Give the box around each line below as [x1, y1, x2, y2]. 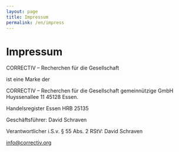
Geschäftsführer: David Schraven [6, 116, 87, 124]
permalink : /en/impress [6, 19, 65, 25]
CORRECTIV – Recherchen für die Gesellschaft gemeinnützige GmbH [6, 87, 174, 94]
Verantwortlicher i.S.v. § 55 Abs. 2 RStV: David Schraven [6, 128, 143, 135]
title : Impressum [6, 14, 49, 20]
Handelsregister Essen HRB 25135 [6, 105, 89, 112]
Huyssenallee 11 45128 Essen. [6, 94, 78, 101]
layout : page [6, 8, 38, 15]
